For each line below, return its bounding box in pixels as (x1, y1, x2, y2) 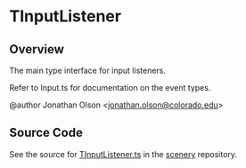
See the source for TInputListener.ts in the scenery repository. (9, 148, 238, 159)
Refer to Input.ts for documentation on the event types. (9, 83, 211, 92)
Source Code (9, 125, 83, 140)
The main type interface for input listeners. (9, 65, 167, 76)
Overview (9, 42, 65, 57)
